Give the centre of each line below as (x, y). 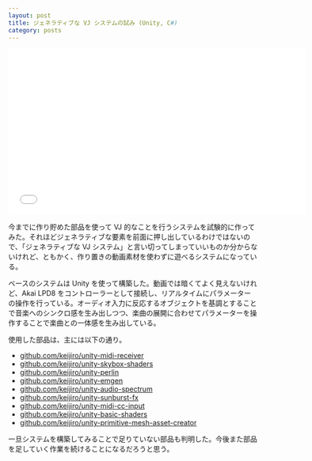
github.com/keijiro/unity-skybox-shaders (86, 364)
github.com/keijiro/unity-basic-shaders (84, 414)
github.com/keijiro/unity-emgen (71, 381)
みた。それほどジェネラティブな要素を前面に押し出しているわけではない (126, 237)
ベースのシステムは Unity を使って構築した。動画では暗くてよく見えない (126, 283)
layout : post (30, 15)
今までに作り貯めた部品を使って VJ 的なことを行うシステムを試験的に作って (132, 227)
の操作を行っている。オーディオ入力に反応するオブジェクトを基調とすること (133, 303)
